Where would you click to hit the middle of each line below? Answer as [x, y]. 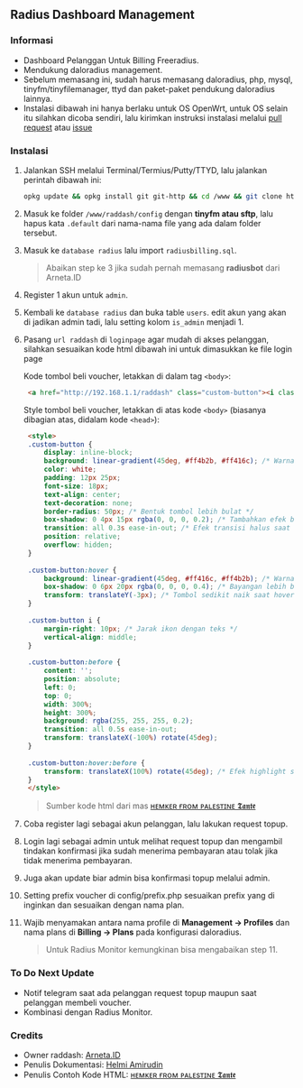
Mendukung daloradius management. [93, 69]
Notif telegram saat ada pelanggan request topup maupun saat [140, 992]
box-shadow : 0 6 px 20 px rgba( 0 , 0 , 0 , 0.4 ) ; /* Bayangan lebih [165, 587]
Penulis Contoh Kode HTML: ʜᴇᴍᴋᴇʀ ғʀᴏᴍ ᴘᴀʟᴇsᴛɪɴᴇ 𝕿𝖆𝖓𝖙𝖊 [129, 1074]
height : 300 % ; [70, 713]
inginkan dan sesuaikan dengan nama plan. [104, 905]
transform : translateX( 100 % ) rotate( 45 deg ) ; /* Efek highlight [165, 771]
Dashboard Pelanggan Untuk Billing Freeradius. [111, 60]
